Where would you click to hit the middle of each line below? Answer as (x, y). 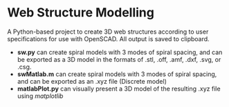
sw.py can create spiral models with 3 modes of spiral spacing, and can (120, 52)
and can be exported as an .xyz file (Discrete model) (92, 81)
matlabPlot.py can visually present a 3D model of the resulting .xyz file (119, 88)
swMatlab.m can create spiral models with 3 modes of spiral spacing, (117, 74)
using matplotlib (40, 96)
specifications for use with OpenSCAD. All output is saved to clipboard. (108, 38)
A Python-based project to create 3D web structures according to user (108, 32)
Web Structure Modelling (81, 13)
